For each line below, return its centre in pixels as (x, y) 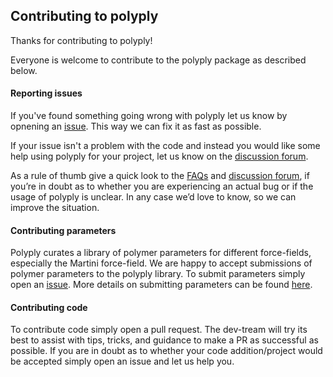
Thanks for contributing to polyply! (81, 40)
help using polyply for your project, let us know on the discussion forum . (159, 156)
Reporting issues (46, 93)
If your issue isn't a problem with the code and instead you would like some (165, 146)
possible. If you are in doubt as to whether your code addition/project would (166, 351)
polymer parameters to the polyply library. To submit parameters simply (158, 274)
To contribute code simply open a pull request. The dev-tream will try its (159, 330)
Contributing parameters (63, 230)
